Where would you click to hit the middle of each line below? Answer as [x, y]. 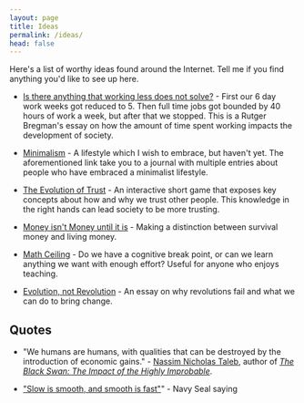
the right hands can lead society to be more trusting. [121, 210]
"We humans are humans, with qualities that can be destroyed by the [152, 352]
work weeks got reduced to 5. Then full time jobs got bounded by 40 [152, 107]
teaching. [40, 274]
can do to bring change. [68, 301]
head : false [32, 43]
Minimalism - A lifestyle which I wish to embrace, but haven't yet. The [153, 153]
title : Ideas [34, 26]
